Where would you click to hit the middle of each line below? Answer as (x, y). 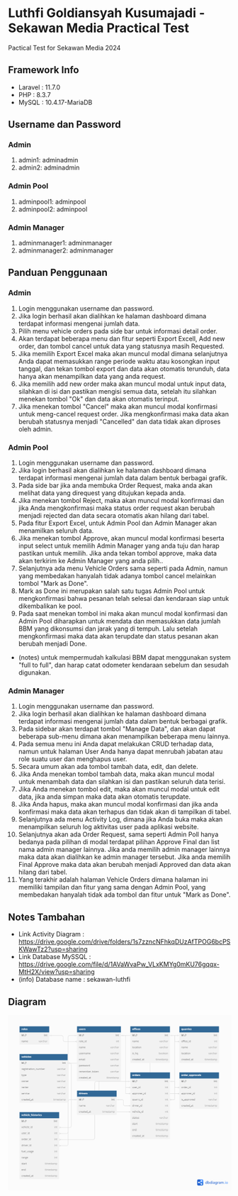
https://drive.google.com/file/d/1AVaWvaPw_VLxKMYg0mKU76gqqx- (119, 964)
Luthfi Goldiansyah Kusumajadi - (107, 13)
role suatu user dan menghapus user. (73, 759)
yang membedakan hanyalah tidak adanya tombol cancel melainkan (117, 576)
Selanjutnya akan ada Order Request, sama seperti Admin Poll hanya (118, 834)
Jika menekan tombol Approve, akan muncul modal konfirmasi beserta (121, 538)
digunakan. (35, 672)
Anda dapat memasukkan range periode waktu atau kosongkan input (119, 361)
